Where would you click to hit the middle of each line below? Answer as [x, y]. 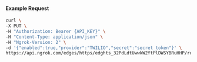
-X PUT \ [16, 26]
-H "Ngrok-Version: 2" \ [36, 42]
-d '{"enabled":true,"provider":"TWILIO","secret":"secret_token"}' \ [94, 48]
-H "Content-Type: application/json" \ [54, 37]
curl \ [14, 20]
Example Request [27, 8]
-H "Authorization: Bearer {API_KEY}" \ [56, 31]
